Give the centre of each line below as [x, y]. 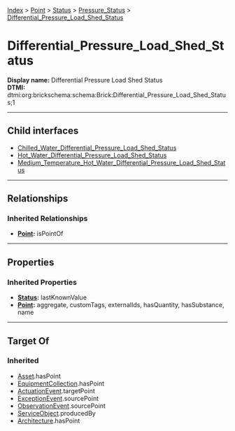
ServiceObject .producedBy [56, 413]
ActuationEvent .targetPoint [56, 390]
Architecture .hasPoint [49, 421]
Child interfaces [43, 131]
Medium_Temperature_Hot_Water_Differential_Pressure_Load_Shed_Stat [121, 162]
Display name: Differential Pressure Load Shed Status [85, 80]
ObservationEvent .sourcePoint [62, 406]
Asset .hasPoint [39, 376]
